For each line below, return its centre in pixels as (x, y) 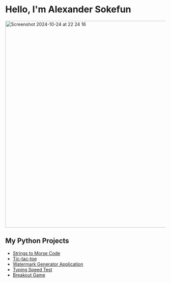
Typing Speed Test (32, 269)
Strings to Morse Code (36, 253)
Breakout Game (29, 275)
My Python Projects (37, 241)
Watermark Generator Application (48, 264)
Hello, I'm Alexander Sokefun (68, 9)
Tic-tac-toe (25, 258)
